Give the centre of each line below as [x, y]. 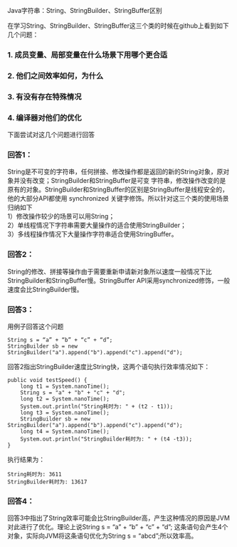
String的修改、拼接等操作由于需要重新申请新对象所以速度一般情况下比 [110, 271]
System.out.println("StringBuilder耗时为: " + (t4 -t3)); [106, 439]
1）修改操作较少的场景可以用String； [61, 216]
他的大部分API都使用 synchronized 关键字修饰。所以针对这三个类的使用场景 [118, 199]
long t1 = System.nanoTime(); [65, 386]
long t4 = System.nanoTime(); [65, 431]
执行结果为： [26, 459]
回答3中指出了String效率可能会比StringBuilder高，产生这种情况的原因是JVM [118, 518]
